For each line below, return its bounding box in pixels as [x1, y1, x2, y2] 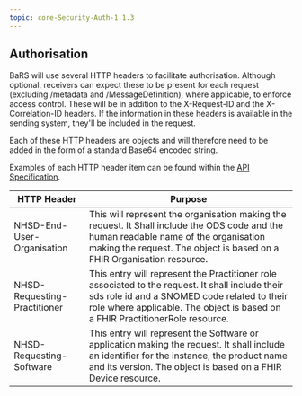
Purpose [170, 193, 208, 206]
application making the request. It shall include [88, 339, 286, 351]
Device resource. [88, 372, 161, 384]
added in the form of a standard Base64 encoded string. [9, 145, 218, 155]
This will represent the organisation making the [88, 208, 287, 221]
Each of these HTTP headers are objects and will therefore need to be [9, 136, 269, 146]
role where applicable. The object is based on [88, 302, 281, 314]
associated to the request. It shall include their [88, 279, 284, 292]
